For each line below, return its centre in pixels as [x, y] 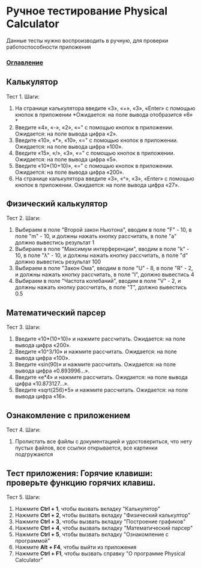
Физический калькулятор [57, 204]
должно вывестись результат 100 [58, 262]
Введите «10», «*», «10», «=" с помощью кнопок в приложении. [96, 140]
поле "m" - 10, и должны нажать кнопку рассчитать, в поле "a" [96, 236]
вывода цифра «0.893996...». [52, 371]
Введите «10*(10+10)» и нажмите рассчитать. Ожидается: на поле [100, 339]
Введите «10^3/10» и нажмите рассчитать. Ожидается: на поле [96, 352]
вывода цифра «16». [41, 397]
